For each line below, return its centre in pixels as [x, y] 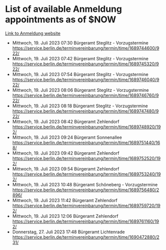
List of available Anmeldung [63, 9]
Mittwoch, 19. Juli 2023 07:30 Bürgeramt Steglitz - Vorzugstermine [80, 42]
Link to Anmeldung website [33, 33]
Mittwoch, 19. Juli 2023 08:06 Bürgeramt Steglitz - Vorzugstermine [81, 90]
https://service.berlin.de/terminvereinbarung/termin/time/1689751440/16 [86, 142]
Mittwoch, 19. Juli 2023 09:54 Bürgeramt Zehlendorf [66, 168]
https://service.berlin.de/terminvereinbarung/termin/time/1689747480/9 [85, 111]
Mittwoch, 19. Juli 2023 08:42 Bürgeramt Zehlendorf [66, 122]
